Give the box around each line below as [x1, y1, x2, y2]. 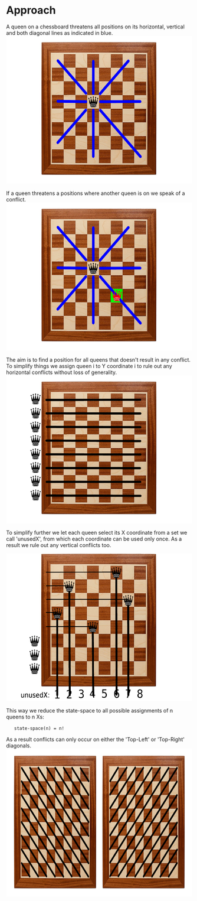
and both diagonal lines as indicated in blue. [6, 29, 113, 36]
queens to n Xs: [6, 713, 44, 720]
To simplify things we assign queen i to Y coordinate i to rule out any [6, 362, 172, 369]
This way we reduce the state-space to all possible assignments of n [6, 707, 173, 714]
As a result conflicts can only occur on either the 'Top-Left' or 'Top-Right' [6, 736, 185, 743]
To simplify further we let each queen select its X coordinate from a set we [6, 529, 188, 536]
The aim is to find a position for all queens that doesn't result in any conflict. [6, 356, 191, 363]
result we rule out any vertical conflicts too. [6, 541, 111, 548]
